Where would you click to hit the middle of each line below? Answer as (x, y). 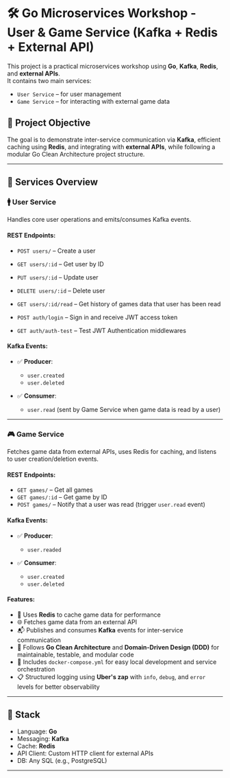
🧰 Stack (24, 715)
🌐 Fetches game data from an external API (77, 621)
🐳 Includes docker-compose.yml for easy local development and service (117, 662)
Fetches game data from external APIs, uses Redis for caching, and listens (112, 452)
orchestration (36, 669)
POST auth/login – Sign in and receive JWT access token (97, 317)
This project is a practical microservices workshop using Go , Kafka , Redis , (113, 66)
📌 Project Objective (49, 123)
